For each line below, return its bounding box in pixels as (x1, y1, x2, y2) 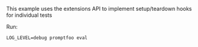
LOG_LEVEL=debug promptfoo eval (6, 35, 88, 41)
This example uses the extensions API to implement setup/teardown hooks (6, 5, 192, 12)
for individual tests (6, 11, 53, 19)
